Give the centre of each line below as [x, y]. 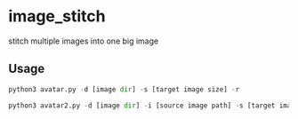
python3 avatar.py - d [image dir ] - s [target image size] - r [124, 89]
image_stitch [57, 16]
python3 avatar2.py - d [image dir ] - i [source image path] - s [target [142, 105]
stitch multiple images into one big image [84, 41]
